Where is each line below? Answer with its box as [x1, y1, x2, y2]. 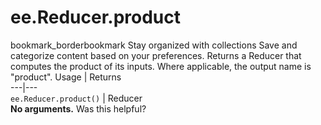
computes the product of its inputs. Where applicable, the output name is [10, 60, 312, 72]
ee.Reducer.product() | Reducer [10, 92, 143, 104]
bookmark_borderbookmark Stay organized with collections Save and [10, 39, 298, 51]
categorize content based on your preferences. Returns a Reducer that [10, 49, 302, 61]
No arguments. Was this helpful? [10, 102, 147, 115]
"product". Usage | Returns [10, 71, 122, 83]
